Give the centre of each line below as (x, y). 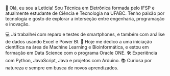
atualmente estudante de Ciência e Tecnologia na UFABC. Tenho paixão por (85, 13)
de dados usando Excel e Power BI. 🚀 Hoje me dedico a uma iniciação (79, 42)
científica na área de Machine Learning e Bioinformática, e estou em (77, 47)
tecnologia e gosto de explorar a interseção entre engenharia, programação (85, 19)
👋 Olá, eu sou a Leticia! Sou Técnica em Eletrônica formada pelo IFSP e (80, 8)
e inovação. (17, 24)
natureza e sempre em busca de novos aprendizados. (62, 68)
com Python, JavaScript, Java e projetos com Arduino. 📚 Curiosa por (79, 60)
